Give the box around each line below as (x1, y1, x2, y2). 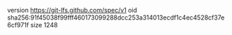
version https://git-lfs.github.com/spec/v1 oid (7, 6, 138, 14)
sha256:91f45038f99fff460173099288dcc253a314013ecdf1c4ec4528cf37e (7, 13, 225, 22)
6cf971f (7, 21, 29, 29)
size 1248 (30, 21, 58, 29)
